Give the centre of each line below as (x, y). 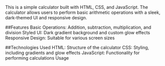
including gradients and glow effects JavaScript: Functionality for (72, 53)
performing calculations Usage (37, 58)
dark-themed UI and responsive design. (46, 18)
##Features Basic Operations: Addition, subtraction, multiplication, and (78, 27)
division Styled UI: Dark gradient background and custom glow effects (78, 33)
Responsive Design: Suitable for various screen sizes (60, 38)
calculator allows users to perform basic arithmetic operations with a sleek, (83, 12)
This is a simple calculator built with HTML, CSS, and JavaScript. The (77, 7)
